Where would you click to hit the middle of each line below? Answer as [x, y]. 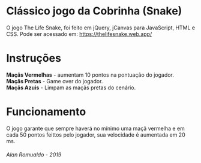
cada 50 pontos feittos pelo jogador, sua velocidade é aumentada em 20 [96, 135]
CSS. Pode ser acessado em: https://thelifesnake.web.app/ [79, 34]
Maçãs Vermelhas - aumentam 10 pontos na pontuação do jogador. [90, 75]
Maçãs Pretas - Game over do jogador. [55, 81]
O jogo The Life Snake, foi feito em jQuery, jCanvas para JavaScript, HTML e [101, 28]
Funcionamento [46, 112]
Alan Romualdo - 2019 [34, 155]
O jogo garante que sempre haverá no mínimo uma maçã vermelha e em [95, 128]
